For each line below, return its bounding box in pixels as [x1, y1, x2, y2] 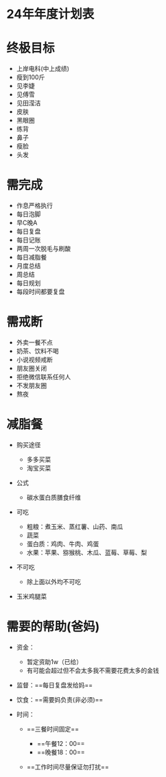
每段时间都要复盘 [16, 287, 65, 296]
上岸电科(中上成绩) [16, 65, 70, 73]
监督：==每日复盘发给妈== [16, 681, 93, 689]
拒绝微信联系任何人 [16, 373, 71, 381]
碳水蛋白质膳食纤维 [26, 493, 82, 501]
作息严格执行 [16, 201, 53, 210]
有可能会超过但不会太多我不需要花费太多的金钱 [26, 666, 159, 674]
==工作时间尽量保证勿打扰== [26, 763, 109, 771]
